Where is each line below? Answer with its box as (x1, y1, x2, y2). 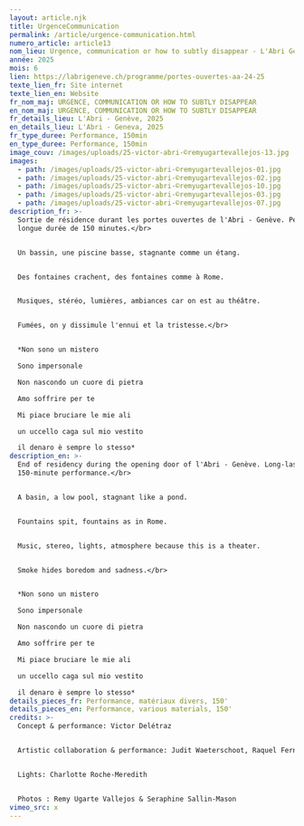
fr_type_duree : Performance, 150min (9, 131, 147, 140)
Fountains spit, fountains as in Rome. (17, 517, 168, 526)
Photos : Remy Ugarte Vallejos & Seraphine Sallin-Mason (17, 794, 237, 803)
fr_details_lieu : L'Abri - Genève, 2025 (9, 114, 165, 123)
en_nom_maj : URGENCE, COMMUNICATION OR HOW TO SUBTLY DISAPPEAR (9, 106, 257, 115)
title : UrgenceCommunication (9, 22, 119, 31)
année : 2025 (9, 55, 54, 64)
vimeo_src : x (9, 802, 59, 812)
